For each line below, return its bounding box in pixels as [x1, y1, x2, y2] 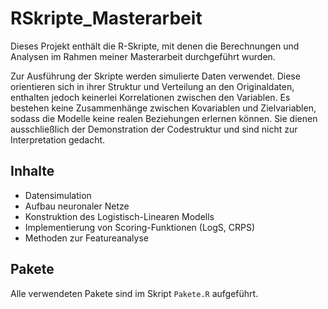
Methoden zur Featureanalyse [24, 232, 149, 244]
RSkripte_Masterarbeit [10, 7, 203, 30]
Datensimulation [24, 189, 92, 201]
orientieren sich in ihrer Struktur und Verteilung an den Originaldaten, [10, 80, 295, 92]
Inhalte [10, 163, 55, 180]
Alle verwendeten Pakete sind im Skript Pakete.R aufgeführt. [10, 287, 259, 299]
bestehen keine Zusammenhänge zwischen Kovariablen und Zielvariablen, [10, 102, 317, 114]
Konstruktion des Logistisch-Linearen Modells [24, 210, 215, 222]
